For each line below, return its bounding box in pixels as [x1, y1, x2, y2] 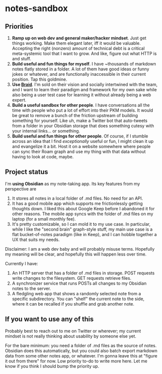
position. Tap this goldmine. [12, 76, 68, 82]
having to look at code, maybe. [12, 154, 74, 159]
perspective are [5, 186, 36, 192]
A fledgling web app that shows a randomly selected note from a [12, 290, 141, 296]
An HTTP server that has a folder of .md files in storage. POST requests [12, 270, 155, 276]
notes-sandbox [5, 3, 68, 14]
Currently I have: [5, 260, 38, 266]
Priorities [5, 22, 33, 31]
